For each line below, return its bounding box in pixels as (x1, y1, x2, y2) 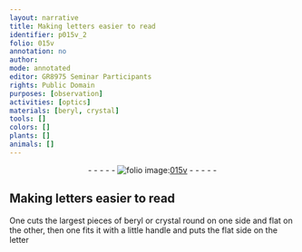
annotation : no (9, 47, 67, 56)
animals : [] (9, 140, 54, 149)
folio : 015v (9, 38, 54, 48)
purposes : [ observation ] (9, 89, 103, 98)
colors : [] (9, 123, 51, 132)
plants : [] (9, 131, 51, 141)
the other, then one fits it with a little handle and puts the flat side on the (9, 224, 278, 236)
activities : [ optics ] (9, 97, 92, 107)
